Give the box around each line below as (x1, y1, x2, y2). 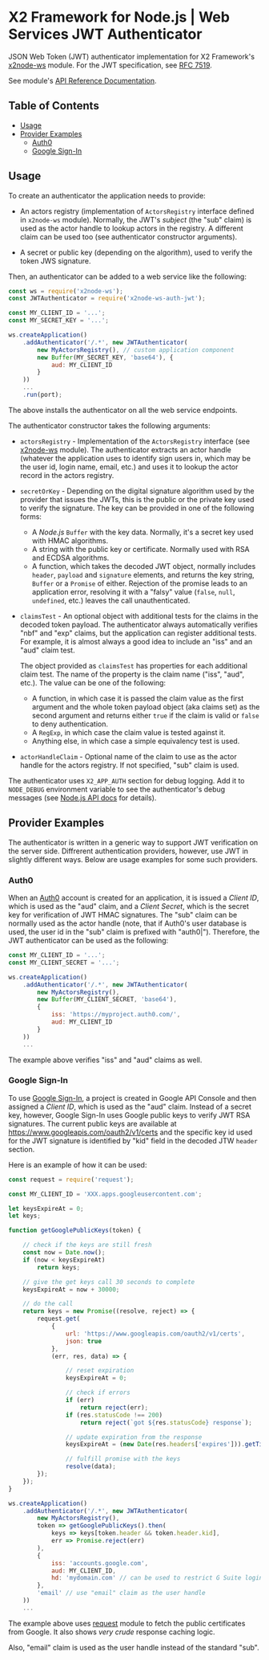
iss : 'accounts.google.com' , (50, 1559, 149, 1567)
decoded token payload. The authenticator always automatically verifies (19, 619, 259, 629)
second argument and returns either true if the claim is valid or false (31, 710, 259, 720)
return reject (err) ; (79, 1403, 149, 1412)
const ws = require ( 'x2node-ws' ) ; (8, 287, 124, 295)
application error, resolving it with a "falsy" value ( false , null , (31, 587, 235, 596)
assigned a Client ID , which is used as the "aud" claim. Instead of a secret (8, 1102, 252, 1111)
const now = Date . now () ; (22, 1249, 106, 1257)
